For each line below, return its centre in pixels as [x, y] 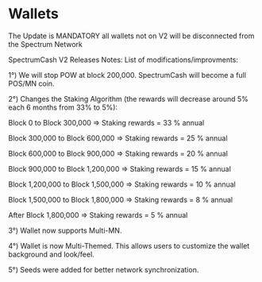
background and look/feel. [52, 254]
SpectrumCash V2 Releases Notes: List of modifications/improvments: [123, 60]
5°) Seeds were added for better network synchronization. [104, 269]
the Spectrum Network [46, 44]
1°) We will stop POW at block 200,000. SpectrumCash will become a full [127, 75]
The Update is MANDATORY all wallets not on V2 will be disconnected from [131, 36]
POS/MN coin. [31, 83]
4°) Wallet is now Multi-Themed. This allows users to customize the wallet [129, 245]
